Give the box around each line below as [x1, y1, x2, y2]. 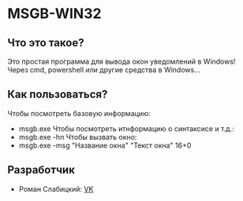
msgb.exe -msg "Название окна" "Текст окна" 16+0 [18, 141, 192, 150]
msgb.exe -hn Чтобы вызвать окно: [18, 132, 137, 141]
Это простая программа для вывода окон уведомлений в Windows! [7, 57, 236, 66]
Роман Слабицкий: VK [18, 184, 94, 193]
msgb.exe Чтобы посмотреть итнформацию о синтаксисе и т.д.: [18, 123, 234, 133]
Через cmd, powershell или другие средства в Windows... [7, 65, 200, 75]
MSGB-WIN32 [7, 5, 102, 23]
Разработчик [7, 163, 76, 177]
